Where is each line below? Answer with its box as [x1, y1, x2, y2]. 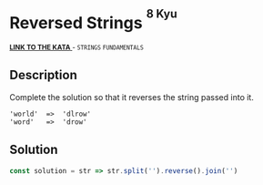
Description [9, 67, 77, 83]
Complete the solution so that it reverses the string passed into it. [9, 91, 255, 102]
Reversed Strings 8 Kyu [9, 6, 177, 34]
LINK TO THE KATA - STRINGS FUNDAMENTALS [9, 43, 144, 52]
